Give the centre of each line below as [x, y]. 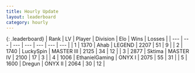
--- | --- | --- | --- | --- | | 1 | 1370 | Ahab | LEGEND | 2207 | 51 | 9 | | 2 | [97, 45]
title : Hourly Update [32, 11]
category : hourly [27, 22]
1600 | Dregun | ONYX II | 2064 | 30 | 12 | [55, 64]
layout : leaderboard [31, 17]
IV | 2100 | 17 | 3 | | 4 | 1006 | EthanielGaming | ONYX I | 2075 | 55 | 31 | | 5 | [97, 58]
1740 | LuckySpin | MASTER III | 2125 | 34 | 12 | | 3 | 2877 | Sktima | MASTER [98, 51]
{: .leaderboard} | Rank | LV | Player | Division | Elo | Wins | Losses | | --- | [94, 39]
